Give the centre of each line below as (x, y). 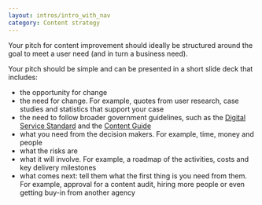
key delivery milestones (58, 167)
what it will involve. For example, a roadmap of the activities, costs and (134, 159)
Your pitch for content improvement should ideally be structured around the (131, 45)
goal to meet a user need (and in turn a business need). (98, 53)
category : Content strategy (54, 23)
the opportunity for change (63, 92)
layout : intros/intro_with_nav (59, 15)
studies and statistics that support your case (92, 109)
